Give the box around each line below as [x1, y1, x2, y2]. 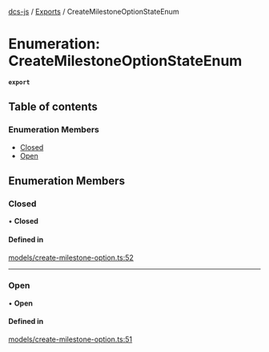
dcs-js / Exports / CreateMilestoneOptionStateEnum [8, 7, 179, 16]
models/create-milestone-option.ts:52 [8, 253, 134, 262]
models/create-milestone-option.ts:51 [8, 334, 133, 344]
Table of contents [8, 100, 98, 114]
